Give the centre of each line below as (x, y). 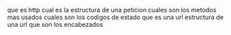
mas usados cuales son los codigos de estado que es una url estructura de (115, 17)
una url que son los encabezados (55, 24)
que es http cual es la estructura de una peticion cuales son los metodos (112, 10)
